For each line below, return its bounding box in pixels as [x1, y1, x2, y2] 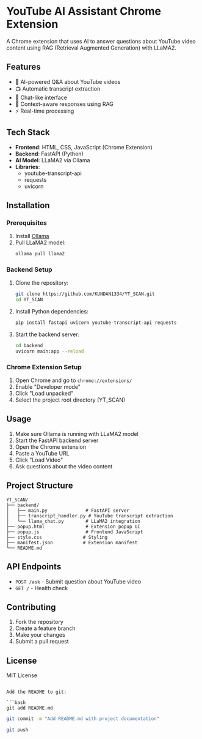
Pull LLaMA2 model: [15, 239, 66, 246]
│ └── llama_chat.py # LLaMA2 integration [6, 518, 140, 524]
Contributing [6, 602, 56, 612]
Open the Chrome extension [15, 443, 87, 451]
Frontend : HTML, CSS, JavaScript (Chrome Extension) [15, 143, 153, 151]
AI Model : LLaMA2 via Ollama [15, 156, 90, 163]
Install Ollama [15, 233, 49, 240]
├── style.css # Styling [6, 534, 108, 540]
